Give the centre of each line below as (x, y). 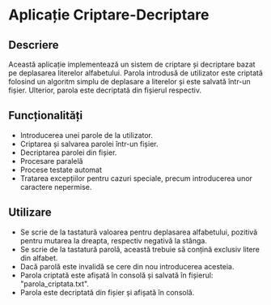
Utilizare (30, 213)
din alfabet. (39, 258)
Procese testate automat (61, 170)
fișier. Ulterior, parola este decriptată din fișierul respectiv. (105, 90)
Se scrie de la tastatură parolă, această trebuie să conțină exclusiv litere (140, 249)
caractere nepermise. (56, 187)
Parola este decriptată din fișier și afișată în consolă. (107, 292)
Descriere (34, 45)
